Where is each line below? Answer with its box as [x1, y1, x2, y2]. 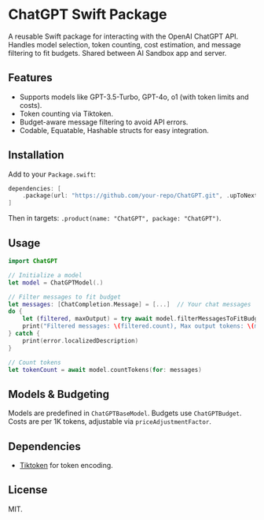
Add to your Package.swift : [8, 169, 97, 179]
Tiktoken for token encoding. [19, 461, 114, 470]
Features [8, 71, 53, 84]
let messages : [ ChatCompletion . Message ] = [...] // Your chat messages [8, 300, 251, 308]
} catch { [8, 329, 41, 337]
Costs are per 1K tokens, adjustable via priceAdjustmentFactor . [8, 417, 212, 426]
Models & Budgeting [8, 388, 110, 401]
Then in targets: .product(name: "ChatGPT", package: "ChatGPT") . [8, 214, 222, 223]
